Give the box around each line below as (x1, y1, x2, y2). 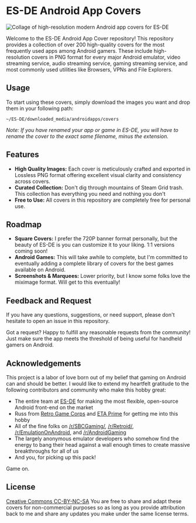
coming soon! (14, 247, 48, 254)
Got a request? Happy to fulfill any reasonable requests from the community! (6, 329, 191, 336)
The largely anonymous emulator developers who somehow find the (14, 435, 180, 442)
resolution (6, 53, 30, 60)
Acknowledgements (6, 358, 81, 368)
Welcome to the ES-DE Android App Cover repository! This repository (6, 35, 174, 42)
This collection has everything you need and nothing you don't (14, 190, 166, 197)
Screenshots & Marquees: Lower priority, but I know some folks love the (14, 273, 190, 280)
